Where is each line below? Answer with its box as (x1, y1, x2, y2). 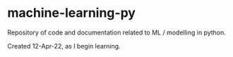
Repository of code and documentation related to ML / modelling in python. (7, 28, 226, 37)
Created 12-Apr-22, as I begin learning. (7, 42, 121, 50)
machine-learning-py (7, 5, 136, 21)
